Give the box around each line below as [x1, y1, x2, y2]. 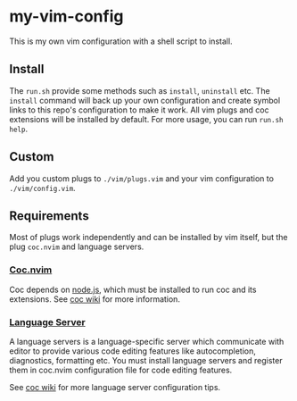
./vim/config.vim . [9, 182, 76, 193]
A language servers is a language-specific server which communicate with [9, 336, 285, 347]
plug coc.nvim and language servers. [9, 241, 144, 252]
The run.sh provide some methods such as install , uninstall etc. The [9, 85, 270, 96]
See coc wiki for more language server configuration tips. [9, 381, 221, 392]
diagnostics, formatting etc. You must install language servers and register [9, 355, 283, 365]
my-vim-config [9, 6, 124, 27]
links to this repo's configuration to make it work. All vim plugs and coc [9, 104, 269, 115]
